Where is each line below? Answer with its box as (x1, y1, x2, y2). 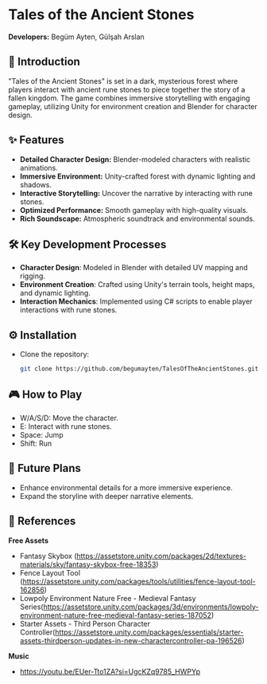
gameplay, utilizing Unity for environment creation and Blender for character (8, 101, 258, 111)
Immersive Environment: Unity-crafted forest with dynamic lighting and (19, 171, 256, 181)
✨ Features (8, 133, 64, 147)
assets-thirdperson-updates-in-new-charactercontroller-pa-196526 (19, 635, 242, 645)
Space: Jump (19, 430, 64, 439)
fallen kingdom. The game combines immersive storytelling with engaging (8, 93, 250, 103)
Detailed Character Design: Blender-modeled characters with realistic (19, 154, 251, 164)
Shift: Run (19, 438, 52, 448)
